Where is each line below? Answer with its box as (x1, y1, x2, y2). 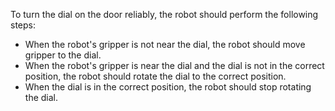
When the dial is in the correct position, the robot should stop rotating (24, 81, 312, 93)
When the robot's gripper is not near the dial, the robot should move (24, 39, 306, 50)
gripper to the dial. (24, 49, 102, 61)
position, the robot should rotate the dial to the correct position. (24, 70, 287, 82)
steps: (10, 19, 36, 31)
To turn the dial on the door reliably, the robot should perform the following (10, 9, 319, 20)
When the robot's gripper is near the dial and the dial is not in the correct (24, 60, 325, 71)
